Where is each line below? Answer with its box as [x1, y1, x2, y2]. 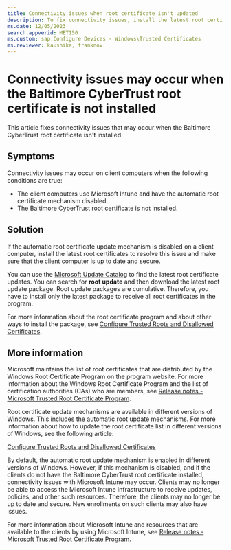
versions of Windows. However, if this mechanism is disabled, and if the [7, 463, 211, 472]
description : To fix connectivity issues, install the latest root [7, 16, 205, 23]
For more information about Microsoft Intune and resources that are [7, 520, 199, 529]
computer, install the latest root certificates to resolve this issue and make [7, 249, 217, 257]
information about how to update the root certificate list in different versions [7, 422, 222, 431]
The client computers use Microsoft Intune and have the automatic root [16, 190, 219, 198]
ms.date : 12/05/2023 [7, 23, 67, 30]
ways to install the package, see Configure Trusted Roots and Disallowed [7, 320, 214, 328]
